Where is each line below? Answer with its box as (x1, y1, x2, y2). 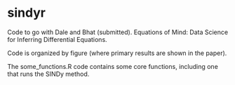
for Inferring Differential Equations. (7, 35, 107, 43)
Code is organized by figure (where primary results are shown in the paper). (7, 49, 227, 57)
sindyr (7, 5, 46, 21)
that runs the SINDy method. (7, 70, 90, 78)
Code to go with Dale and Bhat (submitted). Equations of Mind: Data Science (7, 28, 229, 36)
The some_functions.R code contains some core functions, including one (7, 62, 219, 70)
